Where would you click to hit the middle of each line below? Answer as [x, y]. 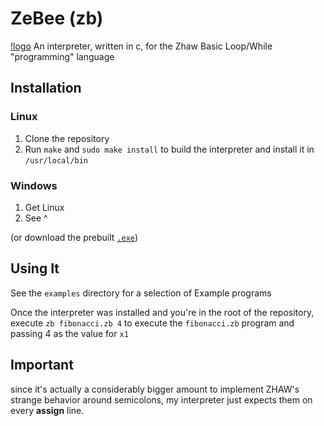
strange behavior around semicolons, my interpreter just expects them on [161, 399]
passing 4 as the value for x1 [69, 333]
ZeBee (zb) [57, 18]
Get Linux [44, 207]
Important [42, 365]
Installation [46, 88]
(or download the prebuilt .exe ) [74, 237]
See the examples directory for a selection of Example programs [141, 293]
